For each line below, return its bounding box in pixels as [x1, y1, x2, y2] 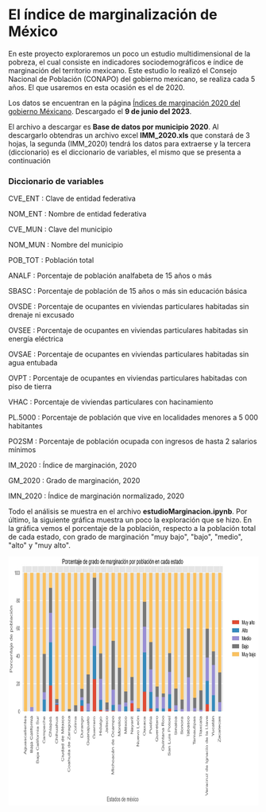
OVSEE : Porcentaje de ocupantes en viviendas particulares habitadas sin [8, 326, 249, 335]
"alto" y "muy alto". [8, 541, 71, 550]
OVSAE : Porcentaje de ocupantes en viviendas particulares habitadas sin [8, 349, 249, 359]
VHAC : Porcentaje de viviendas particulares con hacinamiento [8, 397, 214, 407]
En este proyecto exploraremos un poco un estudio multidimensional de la [8, 49, 251, 58]
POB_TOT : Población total [8, 256, 94, 265]
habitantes [8, 421, 43, 431]
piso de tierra [8, 382, 52, 392]
